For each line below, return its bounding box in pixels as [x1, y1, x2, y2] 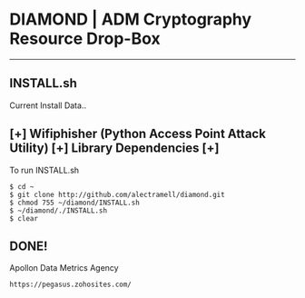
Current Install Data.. [9, 100, 87, 111]
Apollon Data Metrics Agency [9, 263, 120, 273]
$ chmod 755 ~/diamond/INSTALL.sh [9, 198, 141, 207]
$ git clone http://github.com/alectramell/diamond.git [9, 190, 225, 199]
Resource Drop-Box [9, 28, 161, 49]
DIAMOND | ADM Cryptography [9, 9, 252, 30]
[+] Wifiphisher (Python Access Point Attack [9, 126, 266, 142]
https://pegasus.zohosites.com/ [9, 280, 132, 290]
